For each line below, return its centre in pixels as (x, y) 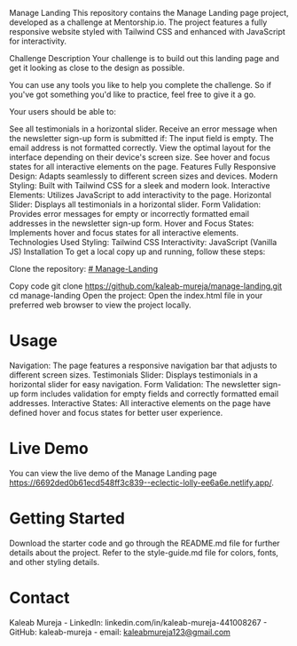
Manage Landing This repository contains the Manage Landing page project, (149, 13)
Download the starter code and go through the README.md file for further (145, 543)
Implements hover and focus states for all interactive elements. (124, 233)
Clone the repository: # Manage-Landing (83, 269)
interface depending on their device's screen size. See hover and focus (140, 157)
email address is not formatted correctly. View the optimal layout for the (140, 148)
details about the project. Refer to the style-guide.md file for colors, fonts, (144, 552)
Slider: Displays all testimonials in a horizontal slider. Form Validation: (135, 204)
